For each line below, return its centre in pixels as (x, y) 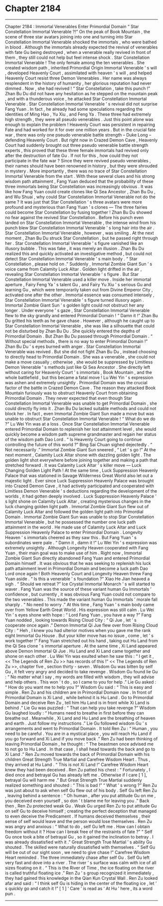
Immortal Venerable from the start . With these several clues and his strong (80, 176)
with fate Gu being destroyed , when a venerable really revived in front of (78, 52)
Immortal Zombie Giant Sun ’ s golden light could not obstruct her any (75, 305)
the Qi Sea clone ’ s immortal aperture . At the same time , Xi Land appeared (81, 646)
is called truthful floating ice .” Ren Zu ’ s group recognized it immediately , (80, 873)
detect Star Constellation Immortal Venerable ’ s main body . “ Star (71, 258)
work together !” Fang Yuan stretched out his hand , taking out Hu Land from (81, 641)
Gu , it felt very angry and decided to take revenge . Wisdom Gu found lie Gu (81, 671)
